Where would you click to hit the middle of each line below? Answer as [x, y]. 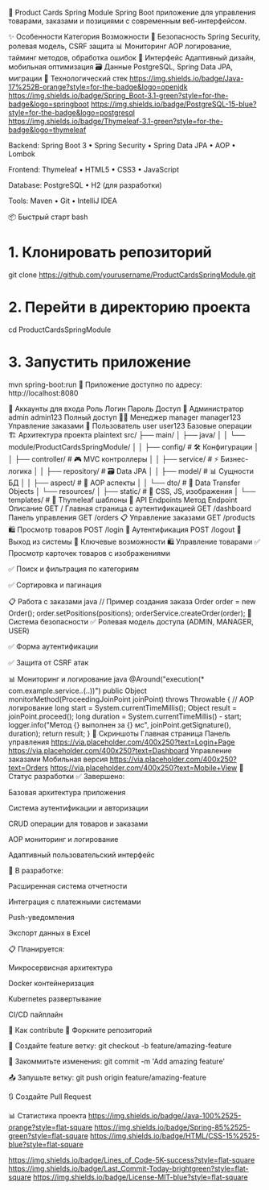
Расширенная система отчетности [68, 885]
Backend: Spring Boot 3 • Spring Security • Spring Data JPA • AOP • [122, 145]
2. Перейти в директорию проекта [129, 307]
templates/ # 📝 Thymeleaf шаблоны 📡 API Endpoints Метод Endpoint [123, 500]
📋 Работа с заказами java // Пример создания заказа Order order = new [132, 601]
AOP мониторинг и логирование [63, 839]
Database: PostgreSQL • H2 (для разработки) [85, 185]
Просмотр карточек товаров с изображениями [90, 553]
